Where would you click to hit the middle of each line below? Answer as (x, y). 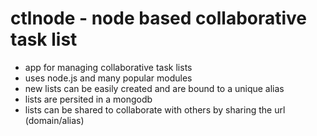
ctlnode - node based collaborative (159, 18)
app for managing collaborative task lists (108, 67)
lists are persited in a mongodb (88, 99)
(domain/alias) (54, 120)
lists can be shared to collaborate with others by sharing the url (155, 109)
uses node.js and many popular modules (108, 78)
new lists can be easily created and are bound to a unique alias (154, 88)
